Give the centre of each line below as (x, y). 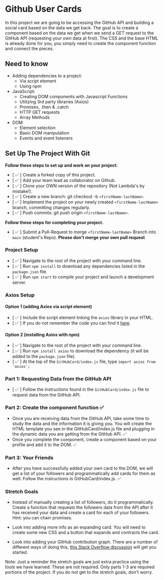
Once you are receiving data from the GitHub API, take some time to (81, 418)
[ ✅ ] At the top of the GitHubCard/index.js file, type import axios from (84, 362)
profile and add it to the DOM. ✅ (45, 445)
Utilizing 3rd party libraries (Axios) (54, 102)
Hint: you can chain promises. (42, 518)
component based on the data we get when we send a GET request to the (80, 33)
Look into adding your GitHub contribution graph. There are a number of (85, 542)
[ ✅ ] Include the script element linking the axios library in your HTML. (82, 317)
